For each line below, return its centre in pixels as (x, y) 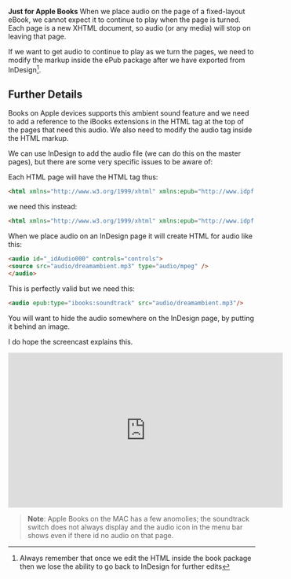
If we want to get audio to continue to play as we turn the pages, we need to (131, 52)
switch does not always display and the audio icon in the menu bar (135, 527)
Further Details (45, 95)
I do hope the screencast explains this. (71, 341)
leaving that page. (37, 36)
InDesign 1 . (25, 69)
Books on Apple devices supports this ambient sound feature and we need (129, 113)
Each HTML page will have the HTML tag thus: (83, 177)
